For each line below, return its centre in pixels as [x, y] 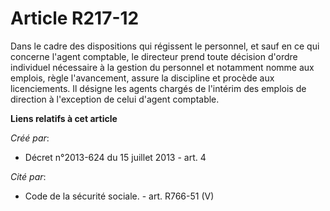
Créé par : [30, 138]
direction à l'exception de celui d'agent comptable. [115, 99]
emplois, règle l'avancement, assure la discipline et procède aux [142, 78]
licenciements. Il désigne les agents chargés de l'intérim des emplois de [158, 88]
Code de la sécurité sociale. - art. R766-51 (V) [119, 196]
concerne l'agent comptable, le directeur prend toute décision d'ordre [154, 56]
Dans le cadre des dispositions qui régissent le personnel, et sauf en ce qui [165, 46]
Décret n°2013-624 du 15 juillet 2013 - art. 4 [115, 157]
